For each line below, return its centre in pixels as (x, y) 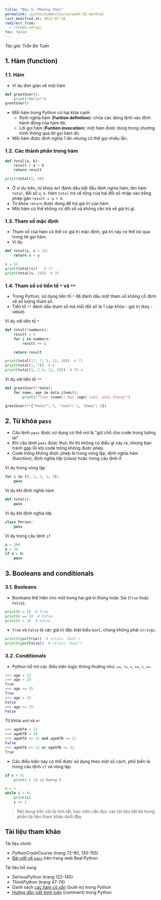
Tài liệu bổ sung (21, 867)
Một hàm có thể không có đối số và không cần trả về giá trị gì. (74, 209)
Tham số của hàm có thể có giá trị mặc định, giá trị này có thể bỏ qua (81, 232)
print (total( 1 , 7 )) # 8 (30, 366)
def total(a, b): (22, 161)
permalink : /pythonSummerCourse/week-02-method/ (55, 14)
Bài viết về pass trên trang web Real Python (55, 858)
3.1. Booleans (21, 587)
